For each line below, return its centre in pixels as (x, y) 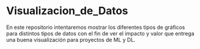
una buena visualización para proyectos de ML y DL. (71, 40)
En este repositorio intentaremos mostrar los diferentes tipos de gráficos (96, 27)
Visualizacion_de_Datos (67, 11)
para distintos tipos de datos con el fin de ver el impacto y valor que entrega (100, 33)
